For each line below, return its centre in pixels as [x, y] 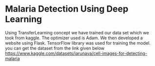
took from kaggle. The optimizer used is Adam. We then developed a [74, 38]
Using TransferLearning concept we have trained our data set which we [77, 33]
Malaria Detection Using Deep [67, 9]
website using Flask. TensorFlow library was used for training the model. [78, 43]
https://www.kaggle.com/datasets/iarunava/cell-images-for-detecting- [76, 53]
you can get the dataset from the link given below [55, 48]
